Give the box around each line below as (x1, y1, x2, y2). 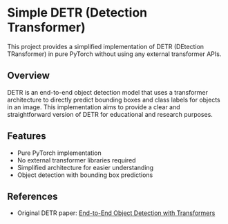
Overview (7, 70, 50, 82)
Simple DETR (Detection (7, 5, 147, 21)
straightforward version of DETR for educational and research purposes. (7, 110, 213, 118)
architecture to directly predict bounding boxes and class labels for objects (7, 95, 220, 104)
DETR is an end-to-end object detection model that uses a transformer (7, 88, 209, 96)
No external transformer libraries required (17, 156, 136, 164)
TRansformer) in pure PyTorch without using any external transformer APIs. (7, 50, 222, 58)
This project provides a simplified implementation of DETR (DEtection (7, 42, 205, 50)
